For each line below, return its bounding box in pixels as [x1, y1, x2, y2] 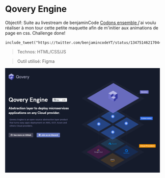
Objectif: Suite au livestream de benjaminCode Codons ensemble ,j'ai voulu [5, 20, 156, 25]
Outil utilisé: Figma [17, 58, 55, 64]
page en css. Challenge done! [5, 30, 66, 36]
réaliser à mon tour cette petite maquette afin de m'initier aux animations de [5, 25, 159, 30]
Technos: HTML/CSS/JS [17, 49, 66, 54]
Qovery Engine [5, 3, 67, 15]
